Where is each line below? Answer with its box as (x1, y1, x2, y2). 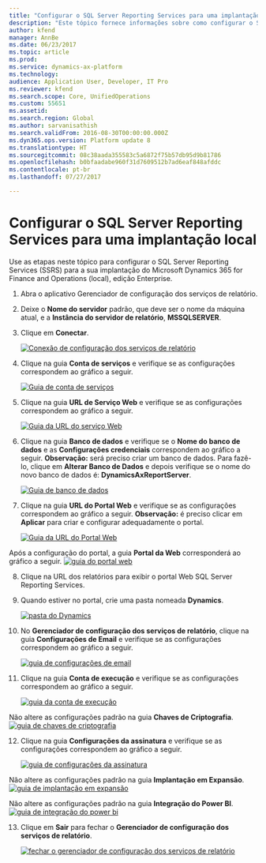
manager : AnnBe (9, 33, 59, 42)
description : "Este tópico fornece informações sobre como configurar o (9, 19, 253, 27)
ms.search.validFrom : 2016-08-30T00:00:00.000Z (9, 129, 169, 137)
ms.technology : (9, 70, 59, 78)
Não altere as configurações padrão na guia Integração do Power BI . (9, 798, 234, 808)
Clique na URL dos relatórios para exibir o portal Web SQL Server (20, 572, 233, 581)
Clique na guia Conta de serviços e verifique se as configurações (20, 358, 235, 368)
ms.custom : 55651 (9, 99, 66, 107)
